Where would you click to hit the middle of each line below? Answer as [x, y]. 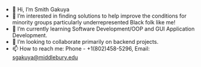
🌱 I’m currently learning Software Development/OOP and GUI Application [103, 29]
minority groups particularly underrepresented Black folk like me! [93, 22]
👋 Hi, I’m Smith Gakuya [41, 9]
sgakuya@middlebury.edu [45, 57]
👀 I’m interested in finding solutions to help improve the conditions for [99, 16]
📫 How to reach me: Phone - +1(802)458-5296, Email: [81, 48]
